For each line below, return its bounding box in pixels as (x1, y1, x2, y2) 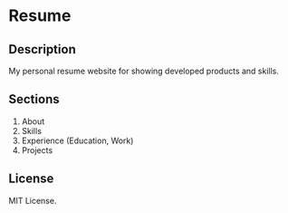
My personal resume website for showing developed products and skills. (8, 65, 280, 76)
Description (8, 42, 76, 57)
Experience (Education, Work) (21, 135, 134, 146)
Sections (8, 92, 60, 107)
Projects (21, 144, 53, 155)
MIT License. (8, 195, 57, 206)
